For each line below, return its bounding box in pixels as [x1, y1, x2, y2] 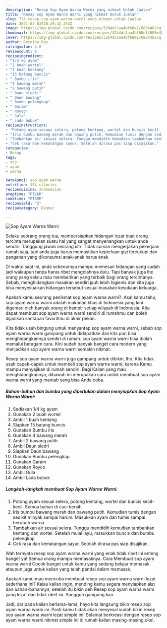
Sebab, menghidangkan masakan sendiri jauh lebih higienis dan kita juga [5, 279, 154, 285]
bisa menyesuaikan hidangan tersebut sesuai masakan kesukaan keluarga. [5, 285, 158, 291]
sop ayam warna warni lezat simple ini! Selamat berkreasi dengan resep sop [5, 612, 161, 618]
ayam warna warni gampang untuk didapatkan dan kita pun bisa [5, 331, 137, 337]
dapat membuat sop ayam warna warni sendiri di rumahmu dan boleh [5, 310, 148, 316]
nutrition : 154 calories [5, 182, 57, 188]
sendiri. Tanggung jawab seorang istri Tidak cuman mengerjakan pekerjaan [5, 244, 160, 250]
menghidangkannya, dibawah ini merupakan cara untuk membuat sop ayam [5, 372, 161, 378]
